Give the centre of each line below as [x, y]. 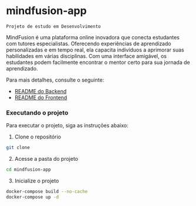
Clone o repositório [38, 137]
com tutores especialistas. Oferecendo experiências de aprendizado [89, 43]
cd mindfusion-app [28, 170]
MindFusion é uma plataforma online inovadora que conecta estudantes [93, 37]
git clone [18, 148]
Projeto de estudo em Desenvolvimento [53, 26]
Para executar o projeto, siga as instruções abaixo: [67, 126]
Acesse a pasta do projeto [46, 159]
